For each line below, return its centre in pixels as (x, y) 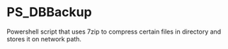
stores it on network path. (44, 38)
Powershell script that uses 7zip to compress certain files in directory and (114, 31)
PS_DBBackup (50, 12)
